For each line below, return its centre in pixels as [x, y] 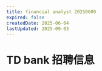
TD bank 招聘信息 [51, 60]
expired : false [25, 17]
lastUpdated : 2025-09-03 [38, 29]
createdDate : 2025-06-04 [38, 23]
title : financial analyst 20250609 [51, 12]
